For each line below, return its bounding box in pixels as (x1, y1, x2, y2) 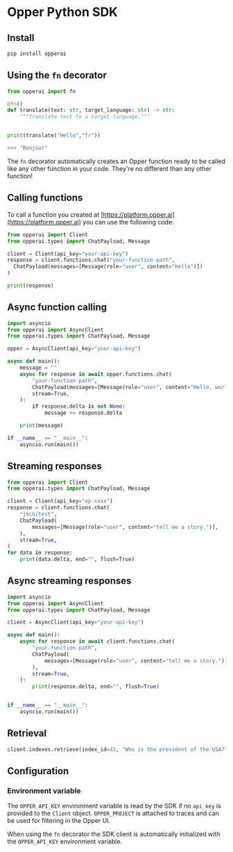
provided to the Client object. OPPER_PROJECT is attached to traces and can (7, 809, 220, 817)
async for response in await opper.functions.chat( (19, 370, 172, 377)
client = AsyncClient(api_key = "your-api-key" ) (7, 619, 144, 626)
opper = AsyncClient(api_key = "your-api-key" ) (7, 345, 141, 352)
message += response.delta (44, 409, 123, 417)
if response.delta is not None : (32, 403, 126, 410)
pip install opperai (7, 50, 67, 57)
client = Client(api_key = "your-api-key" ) (7, 250, 129, 257)
